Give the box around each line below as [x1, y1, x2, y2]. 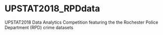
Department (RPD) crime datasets [4, 24, 74, 30]
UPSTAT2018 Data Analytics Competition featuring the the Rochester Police [4, 19, 159, 25]
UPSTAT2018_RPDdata [4, 3, 100, 14]
